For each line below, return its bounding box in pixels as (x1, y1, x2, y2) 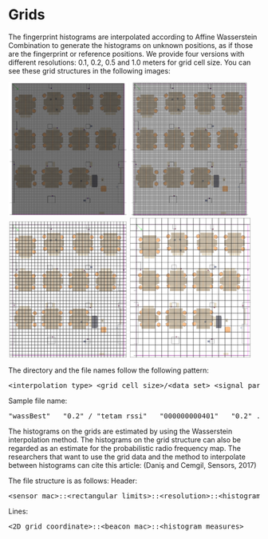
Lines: (8, 506, 29, 516)
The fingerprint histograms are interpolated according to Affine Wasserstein (8, 32, 258, 42)
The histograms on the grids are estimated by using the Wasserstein (8, 426, 233, 436)
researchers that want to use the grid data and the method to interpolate (8, 452, 246, 461)
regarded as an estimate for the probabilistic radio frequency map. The (8, 443, 242, 453)
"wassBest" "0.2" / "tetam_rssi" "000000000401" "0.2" (8, 411, 253, 421)
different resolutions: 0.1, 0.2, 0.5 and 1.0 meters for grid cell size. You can (8, 58, 251, 67)
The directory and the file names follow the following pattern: (8, 365, 209, 375)
